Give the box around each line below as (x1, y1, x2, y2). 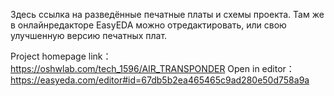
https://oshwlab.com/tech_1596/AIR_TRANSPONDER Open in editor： (10, 63, 295, 74)
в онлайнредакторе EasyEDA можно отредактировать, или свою (10, 19, 287, 31)
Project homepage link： (10, 50, 112, 62)
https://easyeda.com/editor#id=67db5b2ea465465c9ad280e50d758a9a (10, 74, 310, 86)
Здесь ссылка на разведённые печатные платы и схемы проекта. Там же (10, 9, 325, 20)
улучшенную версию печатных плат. (10, 30, 168, 41)
